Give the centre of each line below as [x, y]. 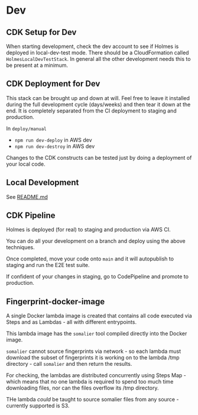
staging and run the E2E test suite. [48, 265]
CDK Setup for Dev [41, 32]
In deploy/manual [27, 128]
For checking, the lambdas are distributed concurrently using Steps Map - [96, 375]
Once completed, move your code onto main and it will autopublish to [90, 259]
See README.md [27, 197]
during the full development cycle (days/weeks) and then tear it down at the [98, 104]
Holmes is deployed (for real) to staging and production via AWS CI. [89, 230]
